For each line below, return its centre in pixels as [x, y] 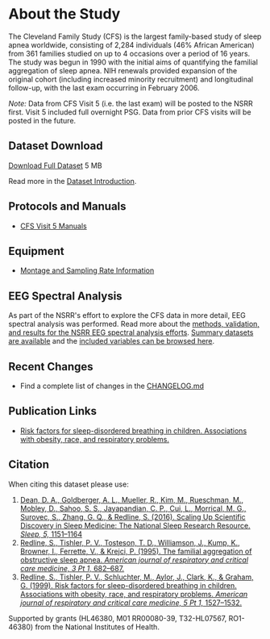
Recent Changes [51, 367]
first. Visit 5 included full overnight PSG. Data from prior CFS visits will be [130, 112]
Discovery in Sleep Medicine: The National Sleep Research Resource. [135, 525]
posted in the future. [42, 120]
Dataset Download [56, 146]
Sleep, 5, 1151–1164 [51, 534]
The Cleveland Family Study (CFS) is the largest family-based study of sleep [135, 36]
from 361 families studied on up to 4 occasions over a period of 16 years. [129, 53]
